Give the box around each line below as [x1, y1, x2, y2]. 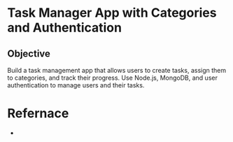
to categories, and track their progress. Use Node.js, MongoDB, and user [7, 73, 218, 82]
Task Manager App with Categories [7, 5, 217, 21]
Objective [7, 48, 51, 59]
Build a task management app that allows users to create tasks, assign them [7, 66, 227, 74]
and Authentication [7, 20, 122, 36]
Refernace [7, 106, 69, 122]
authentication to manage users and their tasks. [7, 81, 145, 89]
